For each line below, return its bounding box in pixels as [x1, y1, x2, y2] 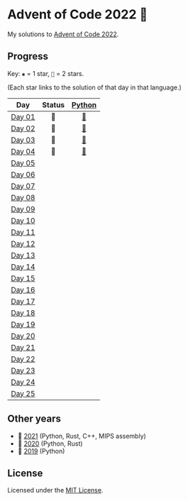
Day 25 [11, 388, 35, 398]
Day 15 [11, 273, 35, 283]
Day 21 [11, 342, 35, 352]
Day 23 [11, 365, 35, 375]
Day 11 [11, 227, 35, 237]
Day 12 [11, 238, 35, 248]
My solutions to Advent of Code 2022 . [7, 30, 119, 38]
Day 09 [11, 204, 35, 214]
